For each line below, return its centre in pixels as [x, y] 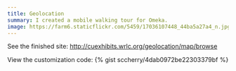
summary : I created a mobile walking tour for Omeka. [88, 20]
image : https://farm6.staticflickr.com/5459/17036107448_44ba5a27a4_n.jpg [119, 26]
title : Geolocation [36, 14]
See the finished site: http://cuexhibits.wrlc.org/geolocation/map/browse [112, 47]
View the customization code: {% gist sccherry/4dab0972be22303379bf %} [118, 60]
